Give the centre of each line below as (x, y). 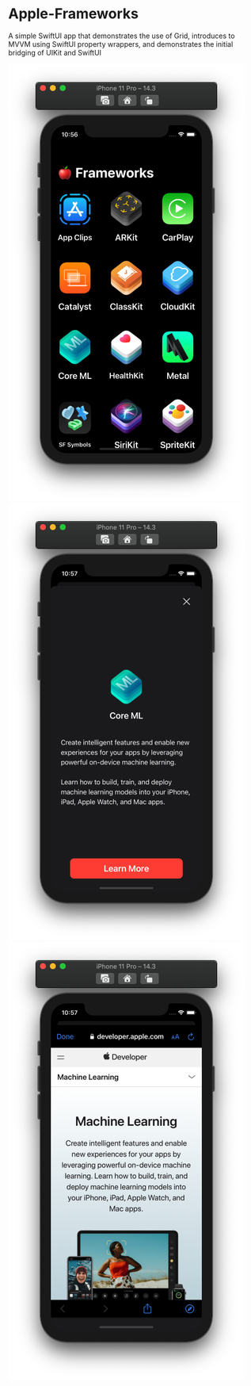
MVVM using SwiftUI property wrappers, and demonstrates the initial (121, 44)
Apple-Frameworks (73, 14)
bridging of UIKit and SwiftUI (55, 52)
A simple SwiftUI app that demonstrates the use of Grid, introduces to (122, 36)
